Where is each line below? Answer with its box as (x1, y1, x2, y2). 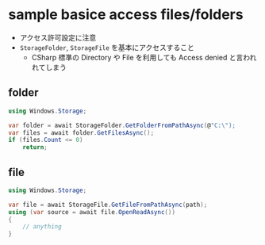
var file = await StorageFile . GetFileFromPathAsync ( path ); (8, 201, 208, 209)
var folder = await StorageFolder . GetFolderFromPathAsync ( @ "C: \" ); (8, 121, 236, 129)
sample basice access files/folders (8, 6, 244, 24)
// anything (22, 223, 62, 231)
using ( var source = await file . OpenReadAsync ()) (8, 208, 176, 216)
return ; (22, 144, 48, 151)
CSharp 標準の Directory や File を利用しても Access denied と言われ (31, 52, 257, 62)
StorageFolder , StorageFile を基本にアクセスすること (19, 42, 194, 52)
